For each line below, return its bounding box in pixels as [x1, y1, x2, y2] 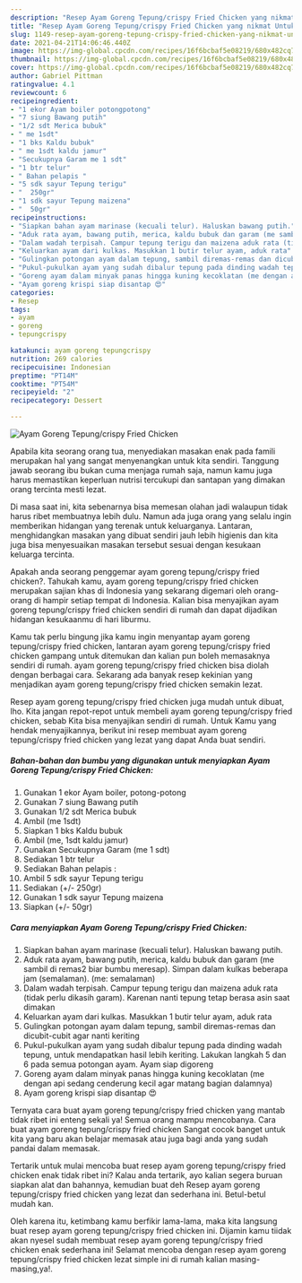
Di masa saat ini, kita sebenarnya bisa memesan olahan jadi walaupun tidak [10, 501, 289, 512]
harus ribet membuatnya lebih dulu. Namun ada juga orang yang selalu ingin [10, 511, 292, 521]
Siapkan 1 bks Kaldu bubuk [22, 825, 124, 836]
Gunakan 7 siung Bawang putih [22, 796, 139, 807]
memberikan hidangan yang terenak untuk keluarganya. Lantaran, [10, 521, 254, 531]
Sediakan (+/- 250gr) [22, 882, 102, 893]
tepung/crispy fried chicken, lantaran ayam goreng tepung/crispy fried [10, 641, 271, 651]
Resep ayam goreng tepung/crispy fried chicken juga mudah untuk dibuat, [10, 697, 285, 707]
